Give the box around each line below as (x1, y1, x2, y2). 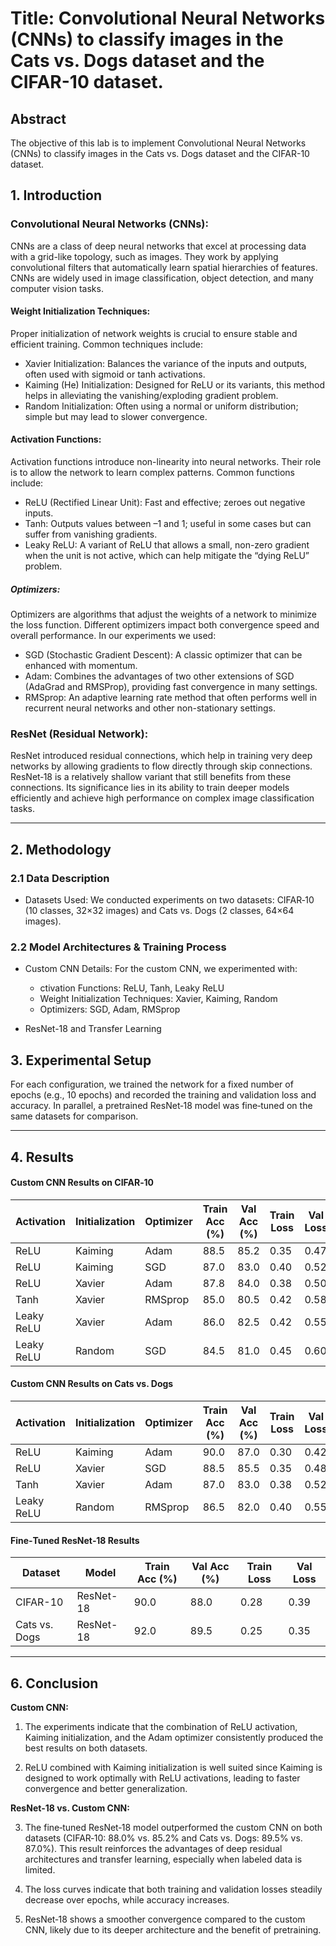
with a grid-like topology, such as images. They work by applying (10, 250, 279, 262)
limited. (24, 1863, 56, 1876)
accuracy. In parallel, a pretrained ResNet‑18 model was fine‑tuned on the (10, 1100, 313, 1112)
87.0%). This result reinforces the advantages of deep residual (24, 1842, 283, 1854)
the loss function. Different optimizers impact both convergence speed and (10, 619, 320, 631)
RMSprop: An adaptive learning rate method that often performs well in (24, 692, 318, 704)
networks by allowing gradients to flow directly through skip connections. (10, 760, 313, 772)
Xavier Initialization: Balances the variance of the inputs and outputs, (24, 357, 308, 369)
